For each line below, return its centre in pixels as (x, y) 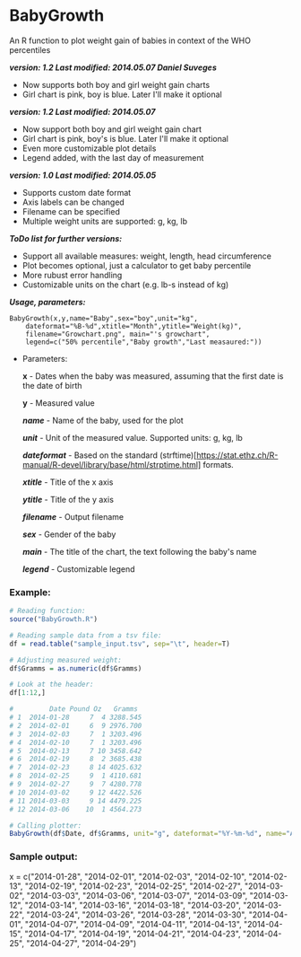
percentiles (30, 49)
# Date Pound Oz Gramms (74, 709)
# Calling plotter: (46, 825)
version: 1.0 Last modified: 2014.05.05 (83, 175)
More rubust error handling (72, 275)
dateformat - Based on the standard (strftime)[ (109, 455)
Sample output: (43, 856)
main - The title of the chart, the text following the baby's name (139, 551)
